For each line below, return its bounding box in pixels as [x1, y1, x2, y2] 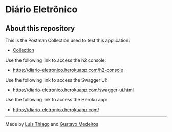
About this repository [5, 24, 75, 33]
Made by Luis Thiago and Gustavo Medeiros [5, 121, 99, 127]
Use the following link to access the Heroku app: [5, 97, 107, 102]
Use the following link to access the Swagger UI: [5, 77, 107, 83]
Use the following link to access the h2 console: [5, 57, 106, 63]
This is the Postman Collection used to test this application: [5, 37, 131, 43]
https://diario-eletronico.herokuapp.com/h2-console [12, 67, 124, 73]
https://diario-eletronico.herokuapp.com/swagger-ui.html [12, 87, 134, 93]
